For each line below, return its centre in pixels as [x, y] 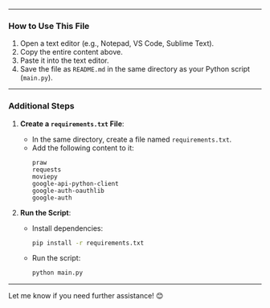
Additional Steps [41, 106]
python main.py [57, 273]
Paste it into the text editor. [64, 60]
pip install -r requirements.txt [88, 243]
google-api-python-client [75, 183]
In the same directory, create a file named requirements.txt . [132, 139]
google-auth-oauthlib [68, 191]
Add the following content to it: [83, 148]
